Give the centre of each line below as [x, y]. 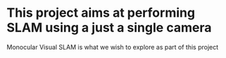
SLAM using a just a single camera [109, 28]
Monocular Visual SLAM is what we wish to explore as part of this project [113, 47]
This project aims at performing [101, 13]
